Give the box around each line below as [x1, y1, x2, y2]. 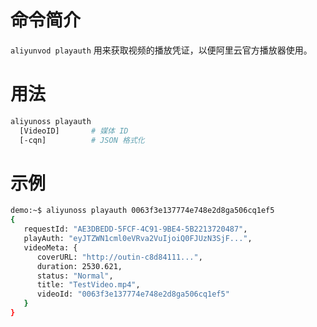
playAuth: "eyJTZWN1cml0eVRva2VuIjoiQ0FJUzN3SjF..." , [23, 234, 253, 244]
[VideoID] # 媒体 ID [19, 126, 129, 136]
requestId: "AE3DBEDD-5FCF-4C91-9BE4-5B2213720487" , [23, 224, 248, 235]
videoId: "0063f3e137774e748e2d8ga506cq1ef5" [36, 289, 230, 300]
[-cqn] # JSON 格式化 [19, 135, 145, 145]
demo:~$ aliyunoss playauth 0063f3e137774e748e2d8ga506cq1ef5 [10, 206, 275, 216]
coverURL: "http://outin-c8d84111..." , [36, 252, 203, 262]
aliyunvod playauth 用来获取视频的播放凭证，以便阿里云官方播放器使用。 [10, 44, 313, 56]
